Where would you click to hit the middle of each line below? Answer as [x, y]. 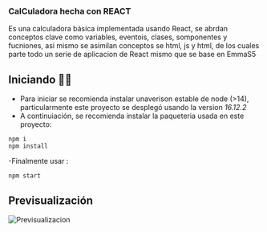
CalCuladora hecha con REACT [70, 11]
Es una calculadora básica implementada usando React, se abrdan [118, 29]
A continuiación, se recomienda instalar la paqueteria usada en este [132, 116]
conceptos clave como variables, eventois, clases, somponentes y [118, 37]
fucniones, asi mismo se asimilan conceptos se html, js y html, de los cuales [134, 46]
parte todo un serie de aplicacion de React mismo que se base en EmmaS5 [132, 55]
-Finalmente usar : [38, 161]
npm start [25, 176]
